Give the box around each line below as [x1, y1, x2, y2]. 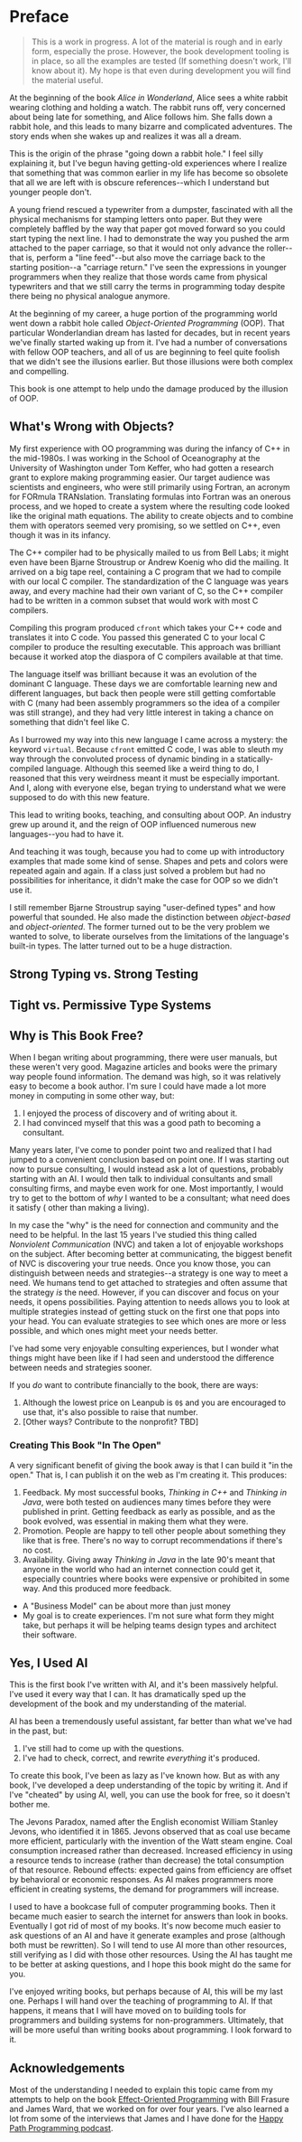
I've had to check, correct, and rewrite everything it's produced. [22, 1752, 261, 1764]
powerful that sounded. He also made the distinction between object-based [9, 911, 291, 922]
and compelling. [9, 365, 69, 376]
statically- [236, 753, 273, 764]
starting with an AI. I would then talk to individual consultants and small [9, 1174, 273, 1184]
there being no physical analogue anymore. [9, 290, 170, 301]
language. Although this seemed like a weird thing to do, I [45, 762, 260, 774]
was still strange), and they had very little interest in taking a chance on [9, 707, 274, 718]
